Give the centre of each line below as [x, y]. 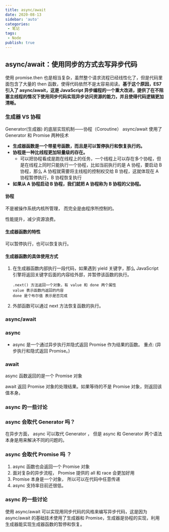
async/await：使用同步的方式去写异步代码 [71, 64]
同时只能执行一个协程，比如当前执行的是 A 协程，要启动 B [102, 165]
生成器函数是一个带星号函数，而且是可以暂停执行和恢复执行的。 [78, 146]
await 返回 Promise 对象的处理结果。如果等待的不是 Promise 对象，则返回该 [83, 386]
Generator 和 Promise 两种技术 [37, 135]
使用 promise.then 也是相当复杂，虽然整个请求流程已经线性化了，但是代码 [82, 77]
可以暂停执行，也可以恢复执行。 [38, 244]
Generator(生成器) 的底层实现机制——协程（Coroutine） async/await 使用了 [84, 129]
